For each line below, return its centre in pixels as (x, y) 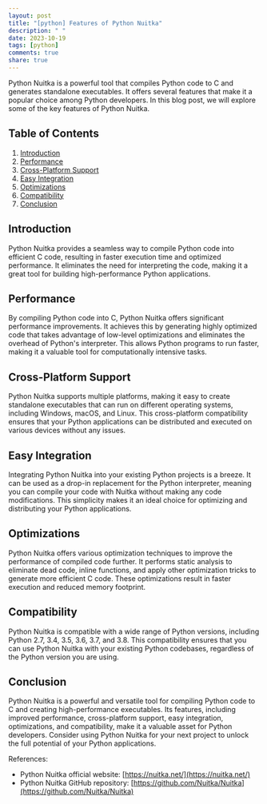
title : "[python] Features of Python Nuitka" (85, 23)
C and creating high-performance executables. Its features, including (122, 710)
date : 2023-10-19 (37, 38)
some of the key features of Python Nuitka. (79, 108)
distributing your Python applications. (70, 508)
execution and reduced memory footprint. (77, 587)
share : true (28, 61)
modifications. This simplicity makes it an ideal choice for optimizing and (128, 500)
